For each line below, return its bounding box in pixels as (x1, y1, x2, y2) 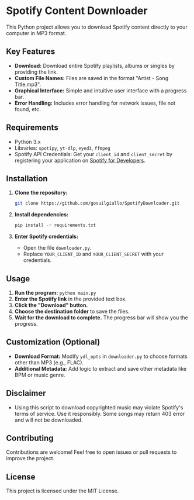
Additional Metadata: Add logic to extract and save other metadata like (14, 365, 187, 372)
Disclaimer (6, 388, 46, 398)
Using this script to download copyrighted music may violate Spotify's (14, 404, 183, 411)
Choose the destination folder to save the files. (14, 308, 130, 315)
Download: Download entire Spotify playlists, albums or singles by (14, 62, 175, 69)
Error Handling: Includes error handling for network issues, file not (14, 99, 176, 106)
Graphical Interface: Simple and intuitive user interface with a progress (14, 87, 187, 94)
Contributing (6, 433, 54, 443)
